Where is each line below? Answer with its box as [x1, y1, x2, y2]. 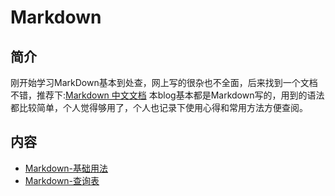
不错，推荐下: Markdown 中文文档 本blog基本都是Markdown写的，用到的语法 [10, 89, 325, 101]
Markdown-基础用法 [24, 162, 109, 174]
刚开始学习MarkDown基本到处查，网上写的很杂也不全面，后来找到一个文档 [10, 77, 318, 88]
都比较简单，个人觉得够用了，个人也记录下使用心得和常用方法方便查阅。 [10, 102, 308, 113]
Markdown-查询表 [24, 174, 100, 186]
